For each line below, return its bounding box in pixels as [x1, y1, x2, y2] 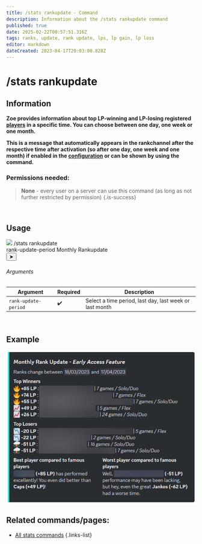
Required [57, 288, 81, 295]
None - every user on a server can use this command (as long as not [20, 187, 192, 194]
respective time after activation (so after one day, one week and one [6, 146, 180, 153]
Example [6, 334, 40, 344]
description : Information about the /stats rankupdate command [6, 16, 168, 22]
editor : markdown [6, 42, 50, 48]
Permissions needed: [6, 173, 70, 182]
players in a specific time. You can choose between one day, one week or [6, 121, 193, 128]
